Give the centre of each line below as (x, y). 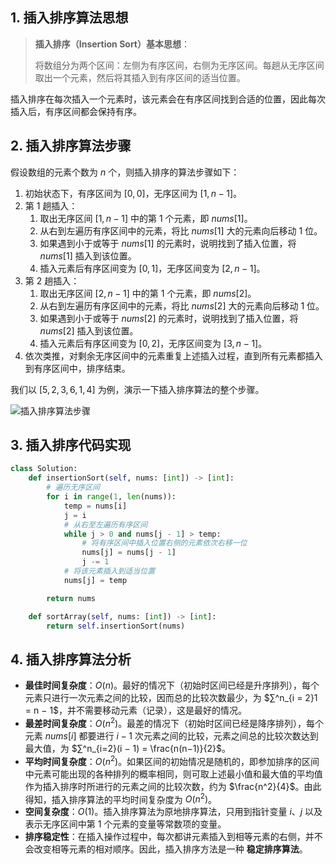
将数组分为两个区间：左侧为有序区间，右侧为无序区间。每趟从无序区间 (179, 65)
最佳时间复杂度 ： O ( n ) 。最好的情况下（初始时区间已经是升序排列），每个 (172, 685)
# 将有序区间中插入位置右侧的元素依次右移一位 (164, 543)
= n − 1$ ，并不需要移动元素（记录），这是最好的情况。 (136, 710)
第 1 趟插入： (51, 205)
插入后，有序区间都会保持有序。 (76, 111)
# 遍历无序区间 (73, 488)
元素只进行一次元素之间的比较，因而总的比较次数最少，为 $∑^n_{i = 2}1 (171, 698)
